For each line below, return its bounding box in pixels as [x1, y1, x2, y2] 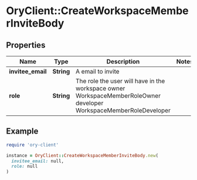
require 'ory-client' [6, 142, 59, 148]
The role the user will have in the [75, 77, 165, 85]
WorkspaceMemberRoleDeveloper [75, 106, 171, 114]
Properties [6, 40, 46, 50]
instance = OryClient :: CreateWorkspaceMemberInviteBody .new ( [6, 152, 159, 158]
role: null [11, 164, 38, 169]
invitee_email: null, [11, 158, 64, 164]
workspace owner [75, 84, 125, 92]
